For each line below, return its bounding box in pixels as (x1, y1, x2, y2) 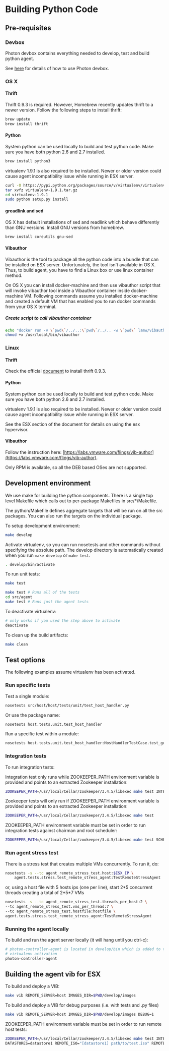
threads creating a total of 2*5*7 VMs (5, 890, 84, 896)
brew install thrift (5, 121, 49, 127)
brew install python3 (5, 158, 51, 163)
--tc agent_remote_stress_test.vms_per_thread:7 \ (5, 904, 114, 909)
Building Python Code (5, 4, 98, 15)
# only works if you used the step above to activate (5, 618, 121, 623)
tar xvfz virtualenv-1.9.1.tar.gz (5, 188, 78, 193)
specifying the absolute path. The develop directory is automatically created (5, 547, 163, 553)
